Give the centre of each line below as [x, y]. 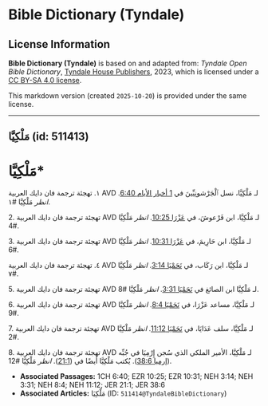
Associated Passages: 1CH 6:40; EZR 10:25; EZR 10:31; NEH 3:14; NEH [136, 376]
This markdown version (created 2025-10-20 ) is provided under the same [128, 96]
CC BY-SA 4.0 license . [45, 80]
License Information [59, 44]
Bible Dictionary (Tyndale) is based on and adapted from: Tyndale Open [128, 63]
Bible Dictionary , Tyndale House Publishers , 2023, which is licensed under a [134, 72]
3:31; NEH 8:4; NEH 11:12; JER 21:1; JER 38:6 [93, 385]
